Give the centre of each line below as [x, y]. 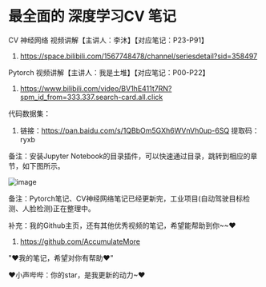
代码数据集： [29, 114]
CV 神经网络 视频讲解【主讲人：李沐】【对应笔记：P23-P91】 [108, 40]
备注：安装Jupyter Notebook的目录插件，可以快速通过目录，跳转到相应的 [129, 156]
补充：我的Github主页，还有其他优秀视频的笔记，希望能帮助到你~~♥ [122, 225]
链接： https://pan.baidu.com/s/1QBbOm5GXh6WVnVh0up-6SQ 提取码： [139, 130]
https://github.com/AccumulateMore [80, 241]
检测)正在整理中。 [66, 208]
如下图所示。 [43, 165]
